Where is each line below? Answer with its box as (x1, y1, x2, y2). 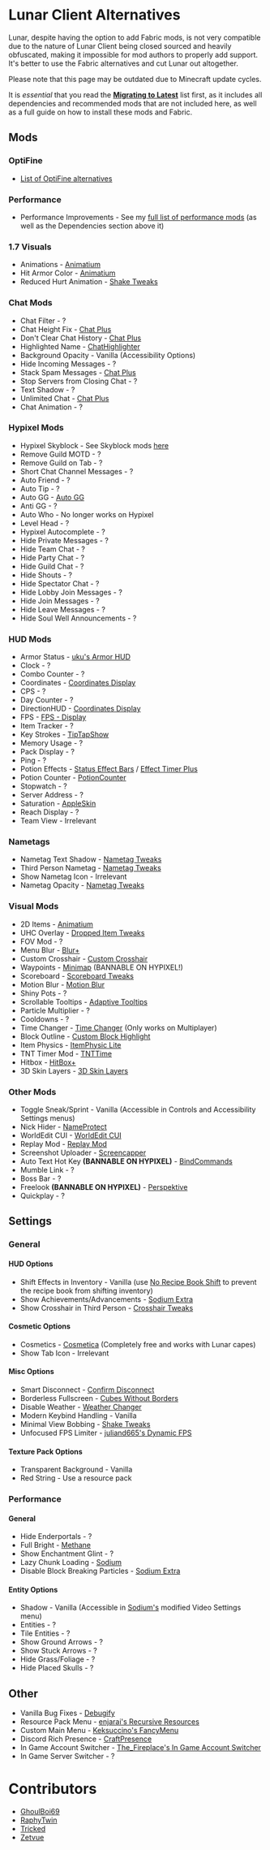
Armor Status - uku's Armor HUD (19, 652, 131, 662)
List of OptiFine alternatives (19, 173, 113, 184)
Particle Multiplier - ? (19, 1005, 91, 1015)
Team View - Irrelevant (19, 816, 97, 826)
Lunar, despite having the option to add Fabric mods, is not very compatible (8, 32, 261, 42)
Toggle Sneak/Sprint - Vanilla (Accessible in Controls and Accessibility (19, 1104, 256, 1114)
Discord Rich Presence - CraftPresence (19, 1734, 152, 1744)
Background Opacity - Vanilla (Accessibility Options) (19, 350, 196, 360)
